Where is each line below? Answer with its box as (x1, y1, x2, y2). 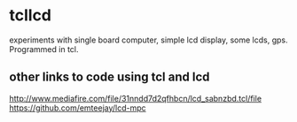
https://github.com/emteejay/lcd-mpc (9, 103, 146, 113)
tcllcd (9, 5, 51, 26)
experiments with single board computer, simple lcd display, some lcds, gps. (9, 34, 288, 45)
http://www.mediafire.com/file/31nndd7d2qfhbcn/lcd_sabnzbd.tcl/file (9, 93, 262, 103)
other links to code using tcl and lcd (9, 70, 210, 85)
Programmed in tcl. (9, 43, 79, 54)
